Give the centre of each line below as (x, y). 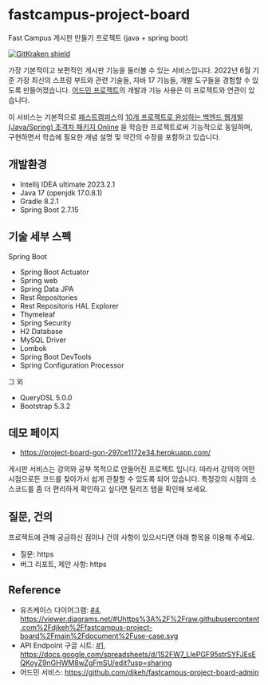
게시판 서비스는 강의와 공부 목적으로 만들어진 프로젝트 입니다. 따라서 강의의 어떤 (132, 469)
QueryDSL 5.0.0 (46, 397)
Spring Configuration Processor (72, 365)
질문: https (37, 554)
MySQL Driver (43, 340)
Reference (35, 590)
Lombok (33, 348)
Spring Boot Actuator (54, 272)
